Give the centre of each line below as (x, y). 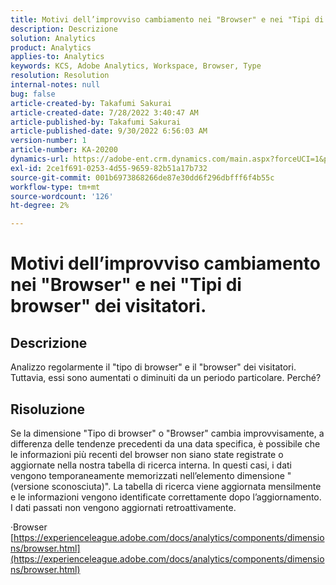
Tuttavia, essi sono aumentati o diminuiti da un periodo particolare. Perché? (166, 378)
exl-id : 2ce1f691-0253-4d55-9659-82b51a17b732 (109, 168)
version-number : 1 (48, 141)
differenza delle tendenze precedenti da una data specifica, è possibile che (165, 443)
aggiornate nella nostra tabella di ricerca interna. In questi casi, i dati (151, 465)
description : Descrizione (64, 29)
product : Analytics (51, 47)
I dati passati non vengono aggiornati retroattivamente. (123, 507)
